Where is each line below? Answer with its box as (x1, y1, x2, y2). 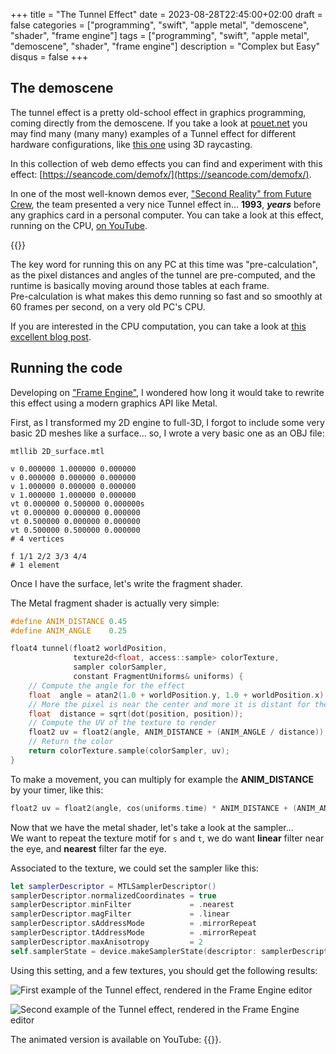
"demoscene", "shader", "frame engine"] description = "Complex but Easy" (10, 40, 321, 52)
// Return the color (28, 737, 114, 747)
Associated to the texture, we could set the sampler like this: (10, 862, 259, 874)
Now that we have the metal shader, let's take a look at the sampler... (10, 821, 294, 833)
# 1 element (10, 560, 60, 570)
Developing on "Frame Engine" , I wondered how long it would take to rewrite (10, 386, 325, 398)
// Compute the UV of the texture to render (28, 718, 217, 728)
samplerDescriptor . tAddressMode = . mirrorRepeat (10, 928, 257, 938)
